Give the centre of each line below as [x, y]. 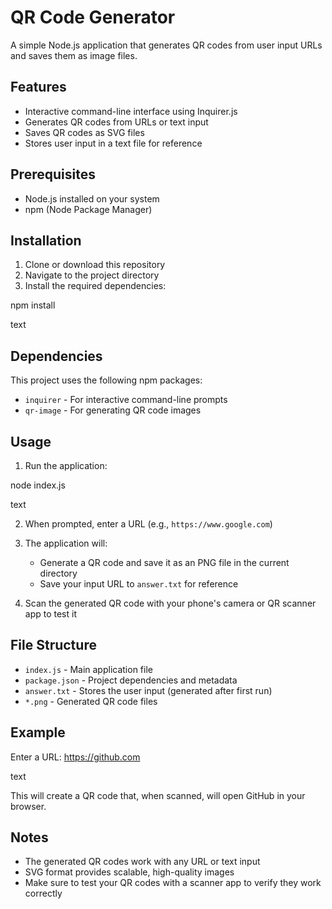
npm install [33, 305]
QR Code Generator [93, 17]
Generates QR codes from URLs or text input [116, 122]
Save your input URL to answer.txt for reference [139, 584]
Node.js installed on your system [92, 198]
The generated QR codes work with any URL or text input [142, 862]
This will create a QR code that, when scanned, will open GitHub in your [158, 795]
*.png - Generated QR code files [91, 701]
